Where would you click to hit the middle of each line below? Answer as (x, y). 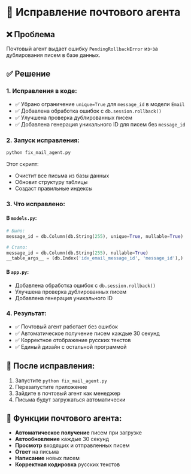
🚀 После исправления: (51, 366)
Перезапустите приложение (51, 387)
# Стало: (17, 247)
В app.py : (18, 271)
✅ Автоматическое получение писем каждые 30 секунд (87, 333)
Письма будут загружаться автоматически (70, 399)
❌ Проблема (31, 34)
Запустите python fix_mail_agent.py (61, 381)
